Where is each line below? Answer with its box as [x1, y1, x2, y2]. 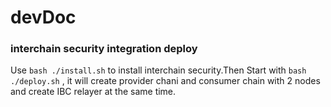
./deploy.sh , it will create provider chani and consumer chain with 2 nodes [10, 75, 321, 87]
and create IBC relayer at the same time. [10, 86, 177, 98]
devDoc [10, 6, 77, 29]
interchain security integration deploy [10, 42, 198, 56]
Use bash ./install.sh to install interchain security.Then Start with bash [10, 64, 307, 76]
